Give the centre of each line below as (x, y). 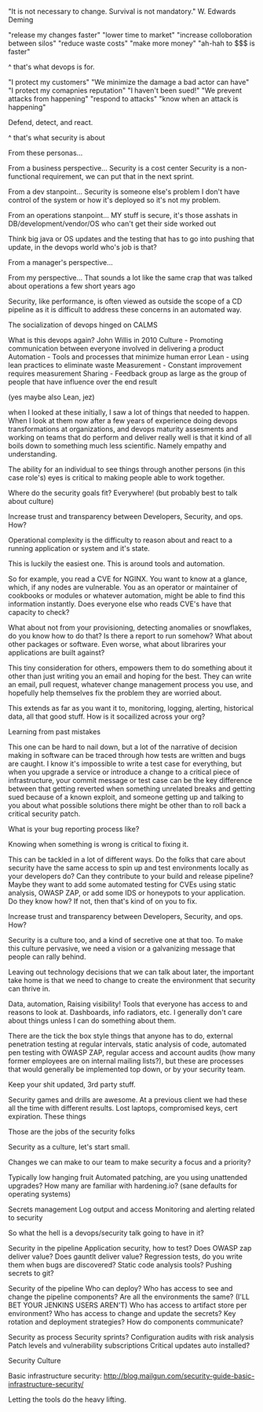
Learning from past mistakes (54, 732)
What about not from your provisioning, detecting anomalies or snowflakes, (130, 627)
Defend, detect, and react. (51, 122)
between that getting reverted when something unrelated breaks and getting (131, 789)
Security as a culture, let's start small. (69, 1147)
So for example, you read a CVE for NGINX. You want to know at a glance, (128, 579)
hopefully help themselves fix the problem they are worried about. (115, 693)
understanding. (33, 454)
